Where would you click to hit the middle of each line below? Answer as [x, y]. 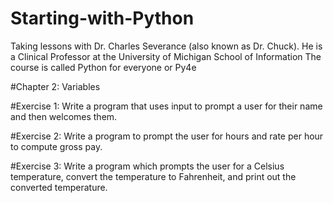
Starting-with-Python [102, 18]
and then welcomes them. [64, 116]
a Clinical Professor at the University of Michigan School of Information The [166, 56]
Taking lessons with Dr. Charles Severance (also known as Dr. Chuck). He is [166, 46]
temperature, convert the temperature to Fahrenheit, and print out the [153, 176]
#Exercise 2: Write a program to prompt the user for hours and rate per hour [167, 136]
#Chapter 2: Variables [55, 86]
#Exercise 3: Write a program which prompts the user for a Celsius [147, 166]
